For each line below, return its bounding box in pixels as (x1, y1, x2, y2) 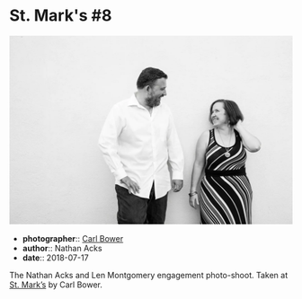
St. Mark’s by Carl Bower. (9, 279, 103, 290)
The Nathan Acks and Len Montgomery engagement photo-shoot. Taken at (9, 269, 289, 280)
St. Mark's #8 (9, 5, 112, 26)
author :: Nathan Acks (22, 242, 102, 253)
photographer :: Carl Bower (22, 233, 124, 243)
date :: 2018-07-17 (22, 252, 89, 263)
